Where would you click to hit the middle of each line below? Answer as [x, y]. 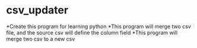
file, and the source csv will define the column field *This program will [92, 32]
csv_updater [37, 10]
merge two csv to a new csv [41, 39]
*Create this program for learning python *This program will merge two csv [99, 26]
